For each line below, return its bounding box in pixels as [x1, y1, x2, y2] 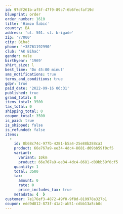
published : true [5, 90, 39, 95]
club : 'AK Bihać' [5, 49, 41, 54]
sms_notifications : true [5, 72, 56, 77]
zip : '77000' [5, 35, 32, 40]
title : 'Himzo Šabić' [5, 21, 50, 26]
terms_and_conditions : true [5, 76, 63, 81]
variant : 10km [18, 155, 48, 160]
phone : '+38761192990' [5, 44, 52, 49]
